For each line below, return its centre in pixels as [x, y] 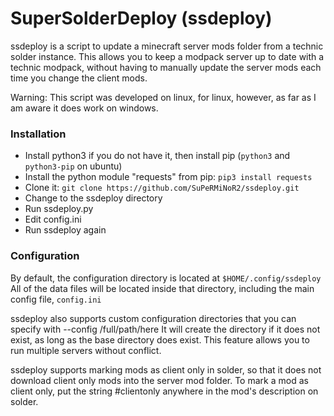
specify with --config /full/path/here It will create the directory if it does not [165, 329]
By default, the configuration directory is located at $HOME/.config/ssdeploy [166, 278]
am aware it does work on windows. [84, 108]
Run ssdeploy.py [59, 209]
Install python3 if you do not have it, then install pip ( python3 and [157, 156]
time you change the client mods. [79, 78]
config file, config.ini [56, 299]
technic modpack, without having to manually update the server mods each [166, 67]
